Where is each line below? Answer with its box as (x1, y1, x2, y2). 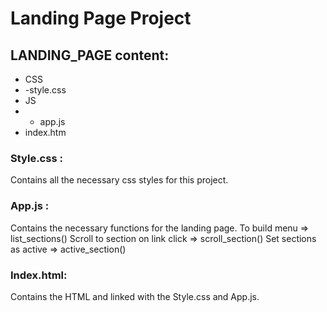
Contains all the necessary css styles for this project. (10, 174, 229, 186)
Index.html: (10, 268, 68, 282)
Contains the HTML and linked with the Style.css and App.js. (10, 290, 260, 302)
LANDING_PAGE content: (10, 47, 170, 64)
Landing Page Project (10, 7, 192, 30)
